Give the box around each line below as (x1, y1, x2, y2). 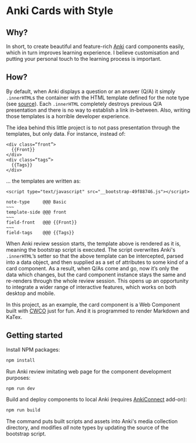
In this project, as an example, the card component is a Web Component (6, 301, 180, 308)
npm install (6, 357, 35, 363)
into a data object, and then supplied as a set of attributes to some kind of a (6, 259, 188, 266)
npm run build (6, 407, 41, 413)
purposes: (6, 374, 31, 381)
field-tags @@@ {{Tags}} (6, 229, 75, 235)
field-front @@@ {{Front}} (6, 219, 77, 225)
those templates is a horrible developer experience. (6, 112, 130, 119)
